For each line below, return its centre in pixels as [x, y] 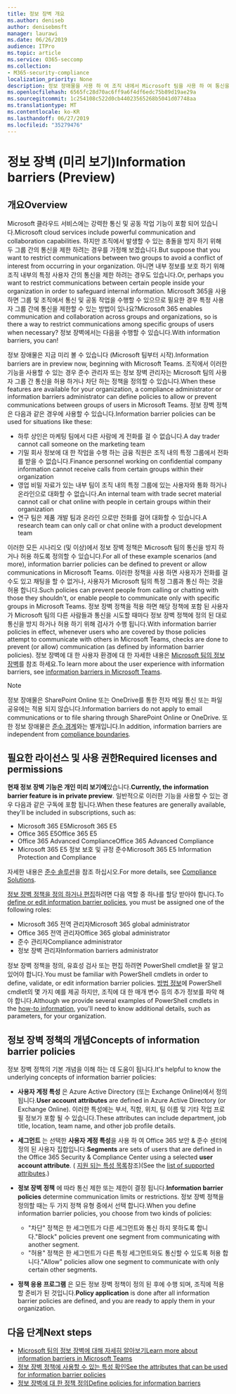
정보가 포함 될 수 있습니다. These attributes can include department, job [126, 1118]
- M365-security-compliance [48, 72]
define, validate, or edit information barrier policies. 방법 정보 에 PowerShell [114, 983]
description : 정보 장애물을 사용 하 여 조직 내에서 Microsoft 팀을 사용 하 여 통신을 [118, 86]
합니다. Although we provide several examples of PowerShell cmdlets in [117, 1001]
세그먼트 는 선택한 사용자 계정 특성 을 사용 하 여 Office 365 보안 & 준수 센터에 [122, 1141]
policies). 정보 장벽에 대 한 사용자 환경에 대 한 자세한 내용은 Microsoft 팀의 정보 [116, 655]
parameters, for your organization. [57, 1016]
